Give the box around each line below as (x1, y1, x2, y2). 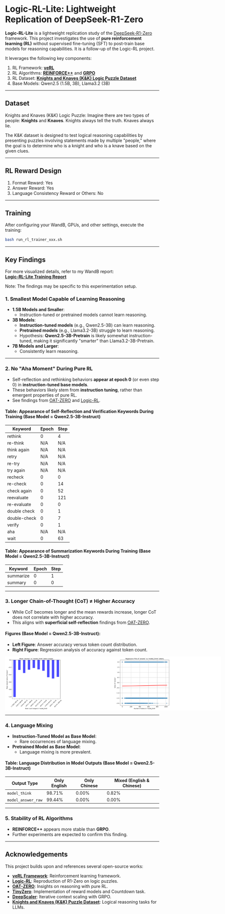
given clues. (5, 148, 30, 154)
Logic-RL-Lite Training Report (5, 274, 67, 280)
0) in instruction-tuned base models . (12, 381, 89, 387)
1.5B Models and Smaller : (12, 307, 65, 313)
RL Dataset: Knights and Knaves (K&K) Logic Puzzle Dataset (12, 75, 137, 81)
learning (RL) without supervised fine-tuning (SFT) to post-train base (5, 40, 145, 46)
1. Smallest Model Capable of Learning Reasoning (5, 296, 125, 302)
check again (7, 487, 32, 494)
